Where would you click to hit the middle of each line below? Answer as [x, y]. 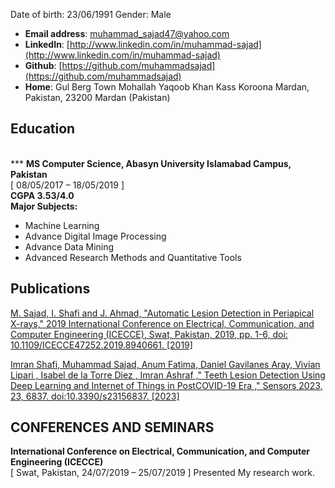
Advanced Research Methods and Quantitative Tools [133, 257]
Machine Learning [62, 225]
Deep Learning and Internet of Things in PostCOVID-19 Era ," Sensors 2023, [166, 385]
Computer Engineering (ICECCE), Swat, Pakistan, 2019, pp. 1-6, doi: [149, 334]
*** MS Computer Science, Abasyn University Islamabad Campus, [151, 163]
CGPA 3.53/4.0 [42, 195]
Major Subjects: [44, 206]
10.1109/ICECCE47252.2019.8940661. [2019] [101, 345]
